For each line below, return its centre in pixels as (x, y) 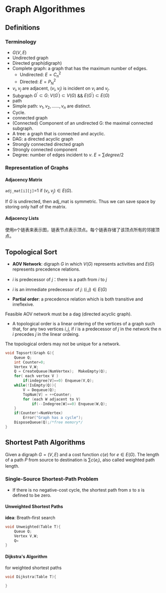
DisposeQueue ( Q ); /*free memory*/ (49, 422)
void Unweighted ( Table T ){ (33, 527)
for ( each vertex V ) (36, 376)
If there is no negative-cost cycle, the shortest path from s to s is (78, 490)
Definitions (23, 28)
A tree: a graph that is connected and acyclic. (59, 134)
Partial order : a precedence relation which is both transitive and (78, 299)
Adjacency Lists (22, 218)
